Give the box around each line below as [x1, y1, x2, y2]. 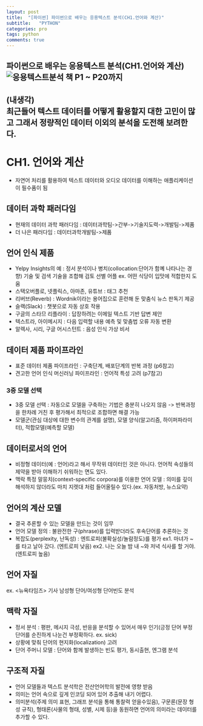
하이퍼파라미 [162, 416, 193, 424]
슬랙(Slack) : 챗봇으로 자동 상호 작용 [15, 303, 101, 310]
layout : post [6, 8, 39, 15]
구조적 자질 [6, 665, 45, 676]
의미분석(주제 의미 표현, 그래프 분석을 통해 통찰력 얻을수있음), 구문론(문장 [15, 698, 188, 705]
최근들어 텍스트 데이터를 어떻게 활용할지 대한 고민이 [6, 106, 187, 116]
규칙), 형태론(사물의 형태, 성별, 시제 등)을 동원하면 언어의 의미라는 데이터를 [21, 705, 197, 713]
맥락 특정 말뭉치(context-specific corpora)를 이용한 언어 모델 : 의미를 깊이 [15, 476, 193, 483]
